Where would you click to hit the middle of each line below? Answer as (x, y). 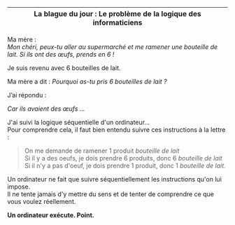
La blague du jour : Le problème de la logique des (117, 14)
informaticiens (117, 22)
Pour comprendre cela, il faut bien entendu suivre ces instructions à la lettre (116, 130)
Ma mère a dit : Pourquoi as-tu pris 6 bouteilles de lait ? (87, 81)
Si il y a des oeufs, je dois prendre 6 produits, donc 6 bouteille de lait (123, 158)
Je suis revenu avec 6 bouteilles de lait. (64, 68)
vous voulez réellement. (42, 202)
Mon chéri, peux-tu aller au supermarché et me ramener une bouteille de (113, 47)
